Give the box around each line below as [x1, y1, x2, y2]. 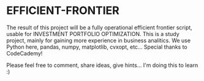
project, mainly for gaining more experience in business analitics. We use [6, 37, 191, 44]
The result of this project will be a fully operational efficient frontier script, [6, 24, 193, 31]
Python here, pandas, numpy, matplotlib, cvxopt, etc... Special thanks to [6, 43, 188, 51]
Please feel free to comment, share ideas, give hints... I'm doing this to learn [6, 62, 198, 69]
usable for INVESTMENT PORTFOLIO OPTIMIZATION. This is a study [6, 30, 179, 37]
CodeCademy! [6, 49, 43, 57]
